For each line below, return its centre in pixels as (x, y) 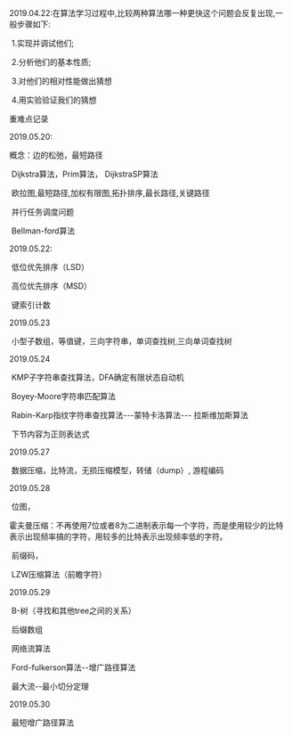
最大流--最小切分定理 (50, 686)
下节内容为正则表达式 (50, 434)
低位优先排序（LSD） (50, 267)
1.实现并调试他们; (42, 43)
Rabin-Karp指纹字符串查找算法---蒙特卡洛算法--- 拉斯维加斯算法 (130, 415)
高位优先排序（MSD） (51, 286)
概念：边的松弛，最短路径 (56, 155)
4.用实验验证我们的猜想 (54, 100)
